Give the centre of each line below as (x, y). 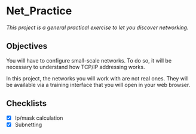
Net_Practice (39, 11)
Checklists (27, 103)
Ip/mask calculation (39, 118)
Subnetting (28, 124)
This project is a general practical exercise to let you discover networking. (97, 27)
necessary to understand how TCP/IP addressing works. (76, 67)
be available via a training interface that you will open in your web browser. (98, 85)
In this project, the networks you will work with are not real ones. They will (97, 78)
